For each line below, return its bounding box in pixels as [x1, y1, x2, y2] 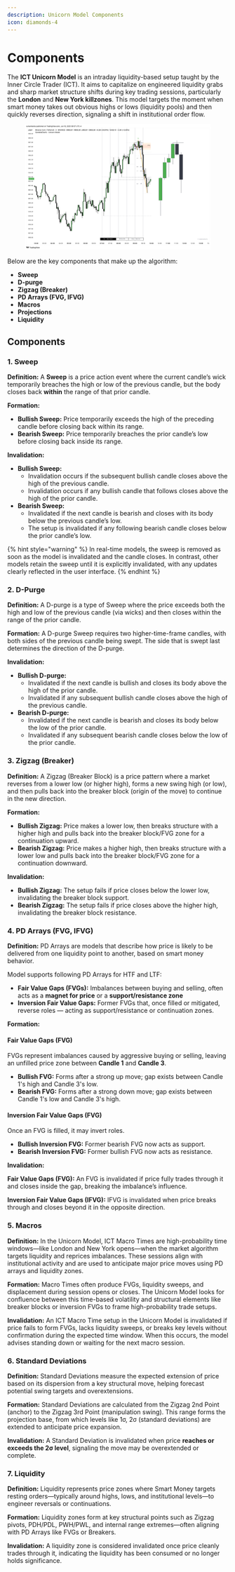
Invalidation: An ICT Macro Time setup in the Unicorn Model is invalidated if [7, 1316, 228, 1324]
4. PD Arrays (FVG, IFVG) [7, 926, 93, 936]
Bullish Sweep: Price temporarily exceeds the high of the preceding [17, 415, 214, 424]
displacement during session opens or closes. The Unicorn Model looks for [7, 1287, 224, 1296]
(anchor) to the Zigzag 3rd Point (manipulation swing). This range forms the [7, 1407, 226, 1416]
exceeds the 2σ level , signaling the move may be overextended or [7, 1444, 199, 1452]
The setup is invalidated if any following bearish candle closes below [27, 524, 227, 532]
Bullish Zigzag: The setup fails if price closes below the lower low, [17, 886, 210, 894]
